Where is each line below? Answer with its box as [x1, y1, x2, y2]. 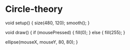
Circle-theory [5, 3, 63, 15]
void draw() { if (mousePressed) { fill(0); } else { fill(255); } [5, 29, 125, 35]
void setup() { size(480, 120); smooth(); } [5, 20, 90, 26]
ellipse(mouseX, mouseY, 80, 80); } [5, 39, 78, 45]
